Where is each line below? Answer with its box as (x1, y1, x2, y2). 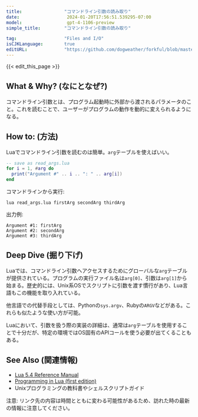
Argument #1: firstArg (6, 223, 62, 229)
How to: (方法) (6, 132, 59, 142)
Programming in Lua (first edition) (14, 378, 97, 385)
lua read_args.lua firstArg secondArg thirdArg (6, 200, 126, 206)
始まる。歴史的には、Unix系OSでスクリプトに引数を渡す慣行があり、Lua (6, 282, 183, 289)
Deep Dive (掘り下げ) (6, 250, 84, 260)
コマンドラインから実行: (6, 188, 65, 195)
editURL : (6, 47, 28, 53)
